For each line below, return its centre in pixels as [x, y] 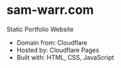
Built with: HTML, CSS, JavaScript [65, 57]
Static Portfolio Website [40, 29]
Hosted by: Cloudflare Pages [58, 50]
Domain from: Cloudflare [52, 42]
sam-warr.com [50, 10]
